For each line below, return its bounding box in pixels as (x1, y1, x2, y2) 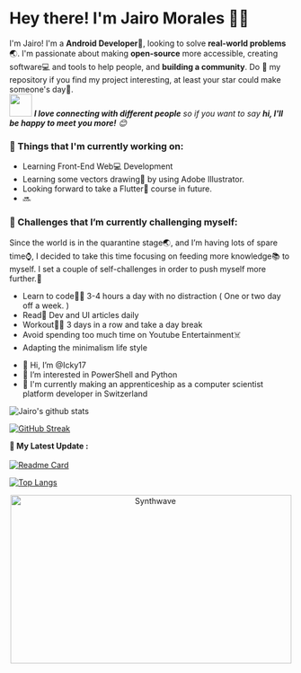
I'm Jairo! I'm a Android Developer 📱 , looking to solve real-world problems (9, 38, 287, 49)
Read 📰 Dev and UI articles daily (22, 309, 139, 320)
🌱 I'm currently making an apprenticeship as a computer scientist (22, 378, 263, 389)
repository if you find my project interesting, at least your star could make (9, 74, 281, 84)
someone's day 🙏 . (9, 84, 74, 94)
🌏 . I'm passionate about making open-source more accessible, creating (9, 48, 279, 58)
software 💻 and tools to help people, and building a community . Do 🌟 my (9, 61, 281, 72)
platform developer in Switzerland (22, 388, 148, 399)
